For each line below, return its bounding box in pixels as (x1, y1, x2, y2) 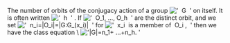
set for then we (7, 21, 217, 29)
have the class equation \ (7, 28, 80, 36)
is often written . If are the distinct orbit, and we (7, 14, 217, 22)
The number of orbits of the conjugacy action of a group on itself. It (7, 7, 223, 14)
